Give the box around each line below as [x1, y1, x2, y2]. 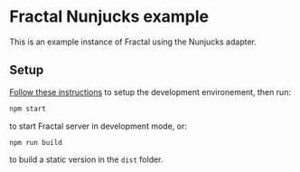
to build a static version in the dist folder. [9, 154, 164, 165]
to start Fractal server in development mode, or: [9, 120, 187, 131]
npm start [9, 104, 47, 113]
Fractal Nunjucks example [9, 6, 210, 27]
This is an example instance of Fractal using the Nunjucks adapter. [9, 36, 258, 47]
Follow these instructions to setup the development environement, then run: [9, 86, 292, 97]
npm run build [9, 138, 63, 147]
